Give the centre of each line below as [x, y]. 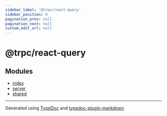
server [19, 89]
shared [20, 94]
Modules [19, 71]
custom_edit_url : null [29, 28]
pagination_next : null [29, 24]
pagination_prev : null [29, 19]
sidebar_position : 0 [27, 14]
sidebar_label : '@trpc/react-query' [43, 10]
